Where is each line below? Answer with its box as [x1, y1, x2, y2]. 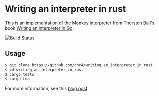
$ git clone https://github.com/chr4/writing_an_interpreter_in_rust [5, 62, 153, 68]
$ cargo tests [5, 72, 35, 77]
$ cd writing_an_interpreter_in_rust [5, 67, 84, 72]
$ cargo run [5, 76, 30, 82]
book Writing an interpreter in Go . [5, 25, 74, 31]
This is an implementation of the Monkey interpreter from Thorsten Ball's [5, 20, 155, 26]
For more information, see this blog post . [5, 86, 89, 92]
